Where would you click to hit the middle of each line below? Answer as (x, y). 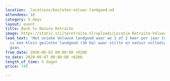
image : (12, 33)
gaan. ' (18, 48)
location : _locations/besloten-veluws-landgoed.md (60, 10)
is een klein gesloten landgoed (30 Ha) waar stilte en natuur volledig (88, 43)
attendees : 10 (20, 15)
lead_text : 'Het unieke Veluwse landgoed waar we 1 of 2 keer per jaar (82, 38)
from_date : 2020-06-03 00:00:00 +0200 (46, 52)
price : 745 (17, 66)
